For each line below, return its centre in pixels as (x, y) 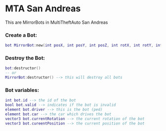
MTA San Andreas (43, 9)
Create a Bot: (21, 35)
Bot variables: (22, 90)
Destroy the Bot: (25, 58)
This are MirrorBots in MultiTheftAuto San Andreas (57, 22)
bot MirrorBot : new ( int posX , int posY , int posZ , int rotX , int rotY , (79, 45)
